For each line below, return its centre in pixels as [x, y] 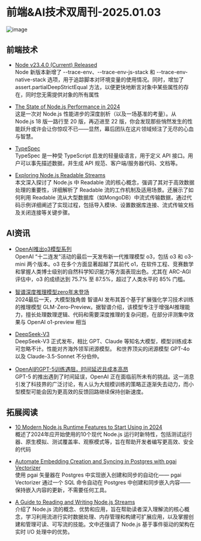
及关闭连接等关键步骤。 [44, 212]
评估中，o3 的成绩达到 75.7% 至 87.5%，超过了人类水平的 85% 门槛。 [102, 279]
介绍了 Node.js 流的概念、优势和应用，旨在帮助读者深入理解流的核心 [100, 509]
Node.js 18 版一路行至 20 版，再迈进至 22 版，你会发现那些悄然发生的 [101, 121]
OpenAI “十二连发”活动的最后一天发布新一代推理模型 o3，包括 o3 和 [99, 256]
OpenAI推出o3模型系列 [43, 249]
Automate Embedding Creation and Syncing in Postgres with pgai [96, 461]
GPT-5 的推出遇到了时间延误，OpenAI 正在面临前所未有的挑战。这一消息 [104, 377]
